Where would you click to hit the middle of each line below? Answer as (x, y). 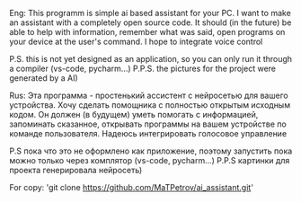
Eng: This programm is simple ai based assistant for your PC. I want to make (150, 13)
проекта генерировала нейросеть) (76, 170)
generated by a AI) (44, 78)
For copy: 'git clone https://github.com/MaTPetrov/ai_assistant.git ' (132, 187)
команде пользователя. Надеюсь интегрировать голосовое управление (148, 133)
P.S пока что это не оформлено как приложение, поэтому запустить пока (151, 151)
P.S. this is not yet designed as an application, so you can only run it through (151, 59)
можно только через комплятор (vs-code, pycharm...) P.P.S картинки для (150, 160)
